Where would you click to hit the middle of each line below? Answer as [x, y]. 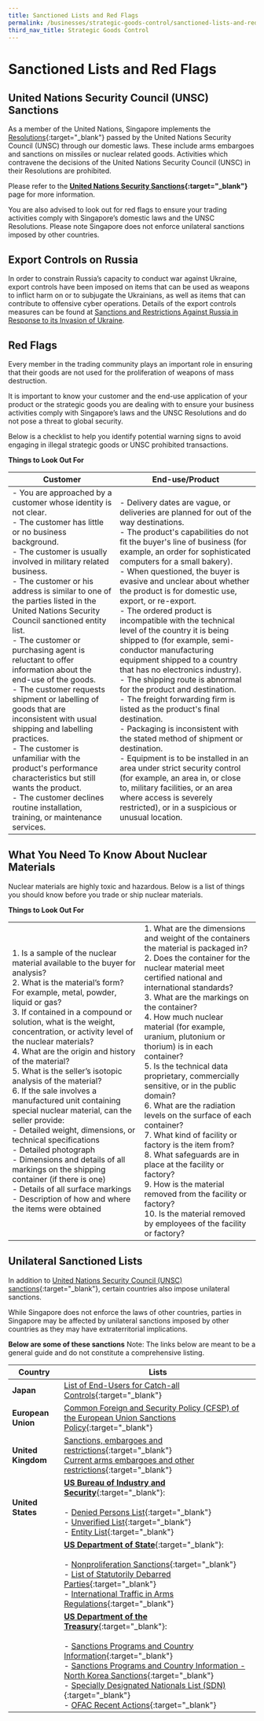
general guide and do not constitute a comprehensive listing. [106, 1352]
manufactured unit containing [66, 1100]
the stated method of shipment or [181, 739]
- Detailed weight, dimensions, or [74, 1130]
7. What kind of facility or [191, 1135]
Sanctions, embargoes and [114, 1440]
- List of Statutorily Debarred [117, 1574]
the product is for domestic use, [178, 591]
